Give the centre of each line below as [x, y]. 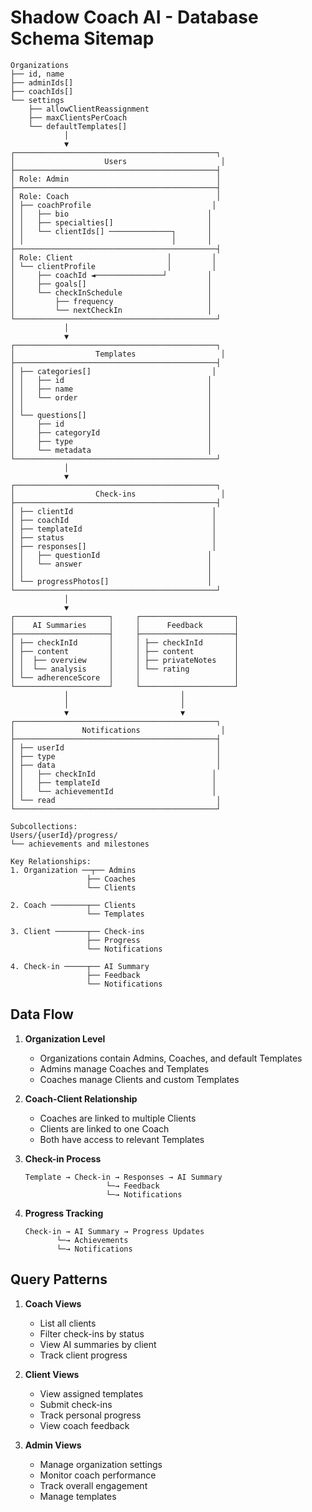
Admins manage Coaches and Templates [124, 1068]
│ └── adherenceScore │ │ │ [125, 677]
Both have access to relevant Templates [122, 1139]
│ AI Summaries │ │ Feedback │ [125, 625]
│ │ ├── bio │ [111, 214]
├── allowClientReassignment [89, 109]
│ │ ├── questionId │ [111, 555]
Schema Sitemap [82, 38]
